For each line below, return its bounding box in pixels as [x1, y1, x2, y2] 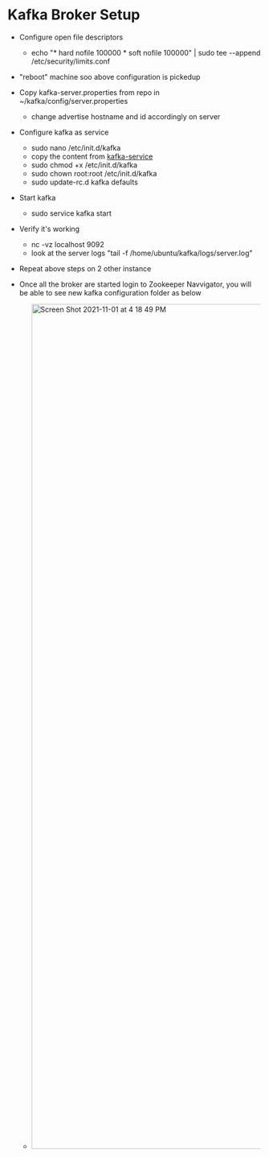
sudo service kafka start [31, 208, 112, 218]
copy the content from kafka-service [31, 151, 153, 161]
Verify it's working [18, 224, 80, 233]
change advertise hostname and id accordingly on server [31, 111, 221, 122]
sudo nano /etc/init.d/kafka [31, 143, 121, 152]
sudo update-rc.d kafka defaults [31, 177, 138, 187]
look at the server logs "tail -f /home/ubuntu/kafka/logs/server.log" [31, 248, 254, 258]
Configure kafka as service [18, 127, 109, 137]
